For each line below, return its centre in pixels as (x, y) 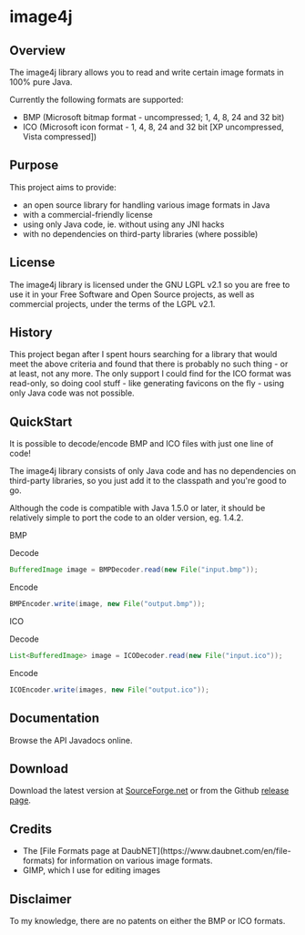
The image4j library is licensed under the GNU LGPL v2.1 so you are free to (150, 284)
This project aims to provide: (63, 187)
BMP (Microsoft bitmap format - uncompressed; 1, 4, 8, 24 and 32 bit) (153, 117)
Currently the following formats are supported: (97, 99)
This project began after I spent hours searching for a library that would (143, 354)
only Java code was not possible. (72, 393)
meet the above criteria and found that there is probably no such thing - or (149, 364)
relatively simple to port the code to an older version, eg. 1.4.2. (127, 518)
